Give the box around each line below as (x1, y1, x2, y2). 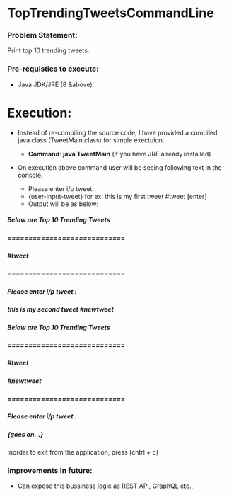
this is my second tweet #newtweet (7, 305, 114, 314)
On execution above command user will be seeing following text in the (17, 163, 222, 171)
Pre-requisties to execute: (7, 64, 99, 74)
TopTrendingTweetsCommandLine (7, 5, 214, 21)
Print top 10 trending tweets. (7, 46, 90, 55)
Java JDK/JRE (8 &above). (17, 80, 95, 88)
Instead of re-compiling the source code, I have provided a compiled (17, 128, 218, 137)
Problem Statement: (7, 30, 78, 40)
